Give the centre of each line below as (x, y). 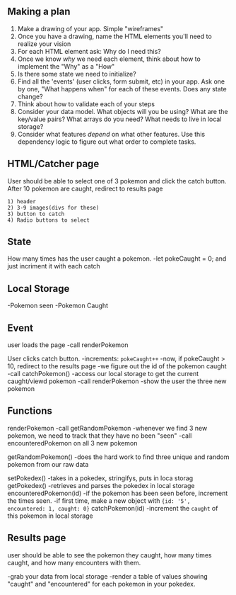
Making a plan (39, 12)
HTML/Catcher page (53, 164)
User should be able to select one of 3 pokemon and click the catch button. (117, 181)
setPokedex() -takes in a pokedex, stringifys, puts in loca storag (100, 478)
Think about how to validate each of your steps (86, 104)
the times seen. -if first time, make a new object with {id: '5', (99, 500)
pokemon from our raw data (48, 464)
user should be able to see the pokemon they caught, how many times (110, 555)
